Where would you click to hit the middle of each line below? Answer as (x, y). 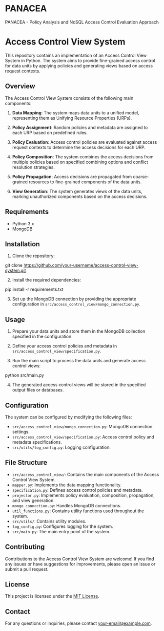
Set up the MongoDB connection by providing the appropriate (74, 299)
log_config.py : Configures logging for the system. (62, 526)
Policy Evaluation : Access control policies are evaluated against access (84, 142)
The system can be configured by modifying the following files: (69, 417)
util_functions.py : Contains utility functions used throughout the (78, 511)
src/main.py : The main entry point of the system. (61, 531)
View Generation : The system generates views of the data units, (77, 191)
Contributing (25, 547)
